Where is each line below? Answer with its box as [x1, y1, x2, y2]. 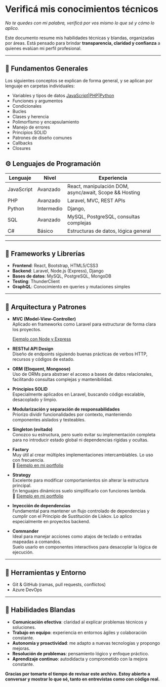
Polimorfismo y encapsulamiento [12, 119, 80, 125]
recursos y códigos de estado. [12, 356, 75, 362]
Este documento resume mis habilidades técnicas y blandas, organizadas [5, 35, 155, 41]
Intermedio [37, 205, 63, 212]
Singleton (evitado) [12, 426, 53, 432]
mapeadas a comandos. [12, 539, 62, 545]
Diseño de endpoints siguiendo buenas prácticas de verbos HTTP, [12, 351, 148, 357]
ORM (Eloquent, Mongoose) [12, 366, 71, 372]
